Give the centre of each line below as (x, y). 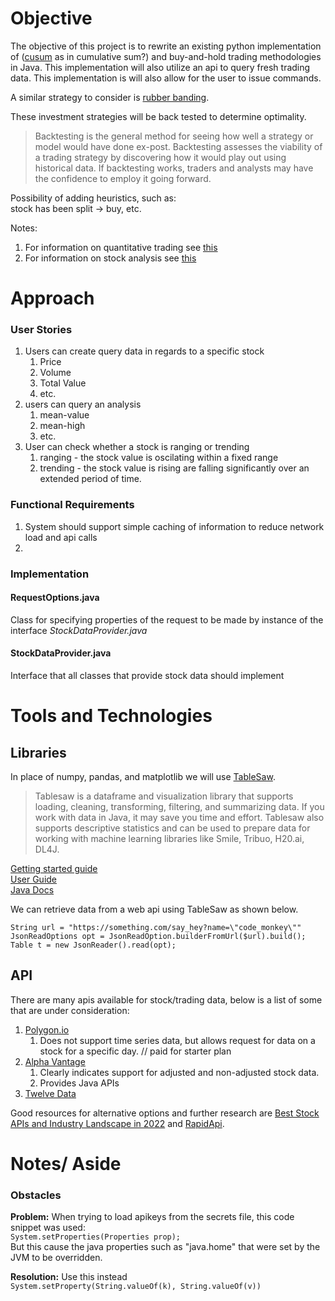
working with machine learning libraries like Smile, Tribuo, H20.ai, (169, 839)
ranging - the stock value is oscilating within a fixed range (159, 458)
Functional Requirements (72, 505)
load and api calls (61, 537)
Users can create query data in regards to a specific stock (144, 351)
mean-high (62, 426)
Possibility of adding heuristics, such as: (93, 198)
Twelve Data (50, 1093)
